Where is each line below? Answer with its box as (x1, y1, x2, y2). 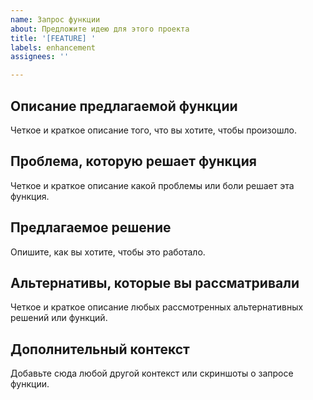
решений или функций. (10, 312, 108, 324)
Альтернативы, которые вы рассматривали (10, 274, 300, 291)
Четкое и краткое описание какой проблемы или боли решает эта (10, 179, 295, 191)
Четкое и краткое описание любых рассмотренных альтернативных (10, 301, 304, 313)
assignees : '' (10, 52, 70, 62)
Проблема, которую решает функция (10, 153, 257, 170)
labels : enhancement (10, 42, 97, 53)
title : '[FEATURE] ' (10, 33, 97, 43)
